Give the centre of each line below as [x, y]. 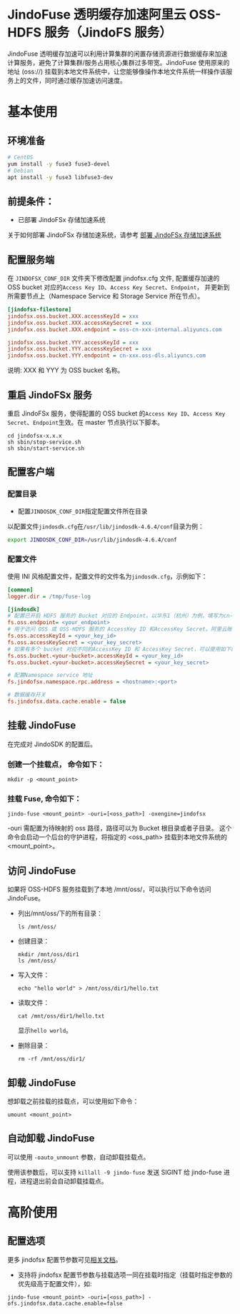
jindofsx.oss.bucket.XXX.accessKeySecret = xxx [80, 323]
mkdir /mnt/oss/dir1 [48, 955]
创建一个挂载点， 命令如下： [56, 764]
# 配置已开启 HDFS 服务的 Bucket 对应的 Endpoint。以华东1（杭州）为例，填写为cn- [120, 616]
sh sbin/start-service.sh [46, 448]
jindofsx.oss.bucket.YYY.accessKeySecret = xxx [80, 349]
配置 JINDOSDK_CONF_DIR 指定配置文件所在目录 [82, 511]
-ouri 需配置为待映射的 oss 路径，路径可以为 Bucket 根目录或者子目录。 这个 [120, 828]
